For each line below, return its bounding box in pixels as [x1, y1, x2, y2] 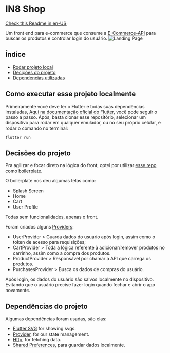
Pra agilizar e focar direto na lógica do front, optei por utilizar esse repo [5, 162, 157, 169]
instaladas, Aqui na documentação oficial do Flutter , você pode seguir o [5, 109, 158, 115]
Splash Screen [12, 188, 44, 194]
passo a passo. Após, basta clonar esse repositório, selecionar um [5, 114, 146, 120]
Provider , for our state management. [12, 331, 90, 337]
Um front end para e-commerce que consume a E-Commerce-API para [5, 30, 156, 36]
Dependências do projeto [5, 302, 88, 310]
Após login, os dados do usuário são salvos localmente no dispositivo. [5, 276, 154, 282]
